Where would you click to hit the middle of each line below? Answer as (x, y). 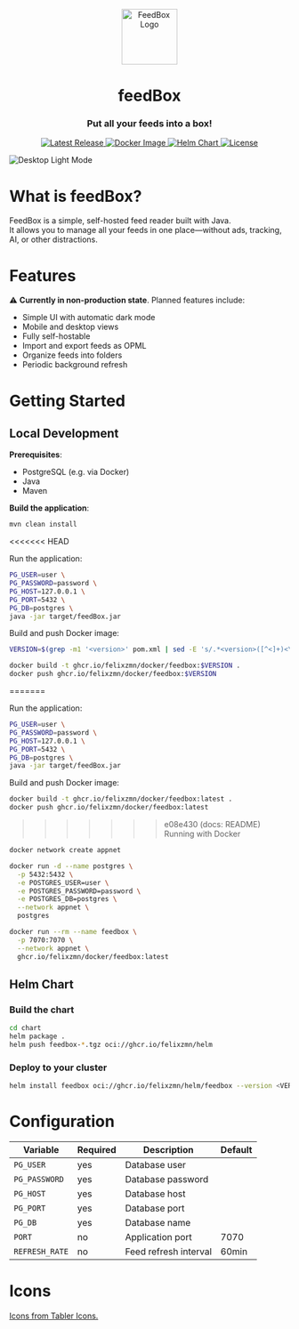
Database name (158, 1223)
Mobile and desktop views (70, 327)
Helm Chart (41, 984)
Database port (155, 1208)
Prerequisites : (36, 455)
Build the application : (49, 508)
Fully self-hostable (56, 336)
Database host (155, 1194)
